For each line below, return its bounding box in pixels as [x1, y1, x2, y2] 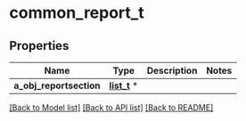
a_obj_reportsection [13, 79, 101, 92]
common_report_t [9, 3, 144, 23]
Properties [9, 38, 70, 53]
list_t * [109, 79, 138, 92]
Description [146, 65, 198, 77]
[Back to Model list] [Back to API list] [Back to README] [9, 102, 214, 113]
